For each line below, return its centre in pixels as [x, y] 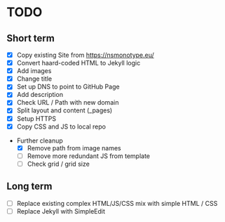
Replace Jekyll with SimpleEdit [61, 211]
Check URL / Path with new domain [68, 103]
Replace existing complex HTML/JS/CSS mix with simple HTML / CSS [117, 203]
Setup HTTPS [36, 118]
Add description [40, 95]
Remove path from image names [74, 148]
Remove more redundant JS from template [88, 156]
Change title [34, 79]
